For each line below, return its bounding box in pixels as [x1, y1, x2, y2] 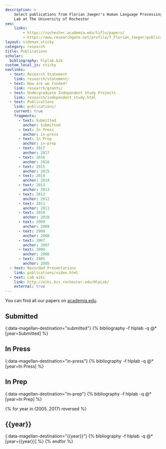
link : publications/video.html [14, 270, 79, 275]
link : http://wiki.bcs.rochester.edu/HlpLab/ [14, 279, 110, 284]
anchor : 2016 [23, 159, 50, 164]
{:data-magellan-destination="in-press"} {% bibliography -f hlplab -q [5, 358, 146, 364]
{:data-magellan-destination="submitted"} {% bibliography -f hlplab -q [5, 325, 150, 331]
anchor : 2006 [23, 252, 50, 257]
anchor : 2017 [23, 150, 50, 155]
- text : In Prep [18, 136, 52, 141]
